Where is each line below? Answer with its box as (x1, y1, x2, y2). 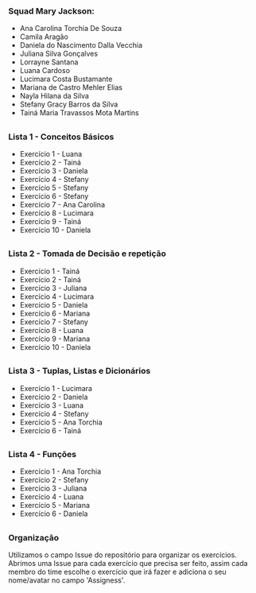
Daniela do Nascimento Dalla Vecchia (19, 41, 143, 50)
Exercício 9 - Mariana (19, 334, 91, 343)
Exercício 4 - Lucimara (19, 292, 95, 301)
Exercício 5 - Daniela (19, 300, 88, 309)
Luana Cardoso (19, 66, 70, 76)
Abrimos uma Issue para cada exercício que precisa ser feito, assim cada (8, 559, 248, 568)
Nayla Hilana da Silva (19, 91, 90, 101)
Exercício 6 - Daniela (19, 509, 88, 518)
